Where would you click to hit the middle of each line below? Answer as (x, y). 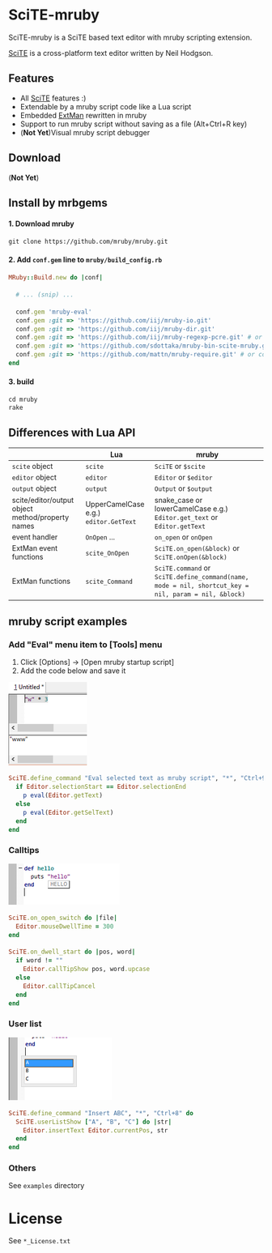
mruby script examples (68, 622)
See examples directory (47, 1186)
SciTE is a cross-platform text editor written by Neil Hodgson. (110, 53)
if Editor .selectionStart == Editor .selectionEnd (101, 787)
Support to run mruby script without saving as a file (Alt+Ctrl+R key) (134, 124)
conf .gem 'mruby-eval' (54, 312)
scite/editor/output (43, 500)
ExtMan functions (41, 581)
